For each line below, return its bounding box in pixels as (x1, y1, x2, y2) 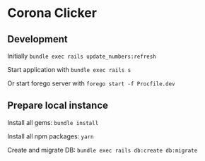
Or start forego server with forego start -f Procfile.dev (7, 79, 175, 88)
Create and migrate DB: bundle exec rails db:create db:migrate (7, 145, 198, 154)
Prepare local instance (7, 100, 108, 112)
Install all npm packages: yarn (7, 132, 94, 141)
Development (7, 33, 69, 45)
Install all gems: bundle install (7, 118, 99, 126)
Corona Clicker (7, 5, 98, 21)
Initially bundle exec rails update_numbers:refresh (7, 52, 157, 60)
